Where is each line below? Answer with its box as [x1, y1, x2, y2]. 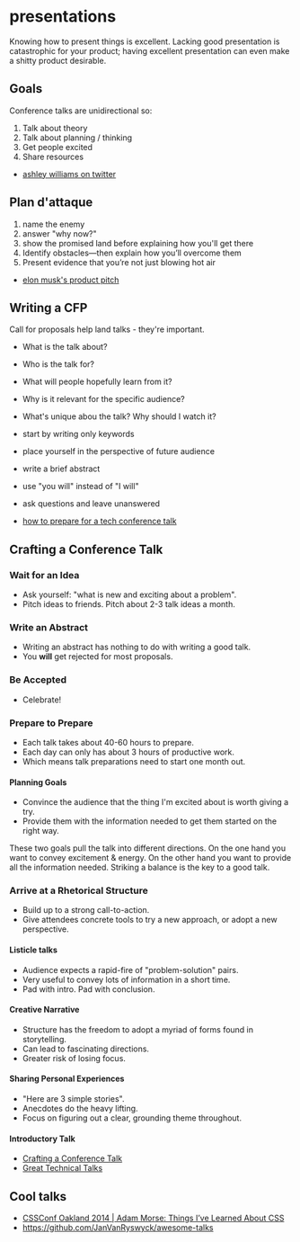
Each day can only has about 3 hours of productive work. [22, 746, 235, 757]
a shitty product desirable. [9, 55, 107, 66]
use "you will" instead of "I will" [22, 481, 139, 492]
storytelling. [22, 1033, 67, 1044]
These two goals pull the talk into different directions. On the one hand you [9, 843, 286, 853]
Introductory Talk [9, 1133, 76, 1144]
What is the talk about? [22, 342, 108, 353]
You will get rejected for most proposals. [22, 651, 173, 662]
